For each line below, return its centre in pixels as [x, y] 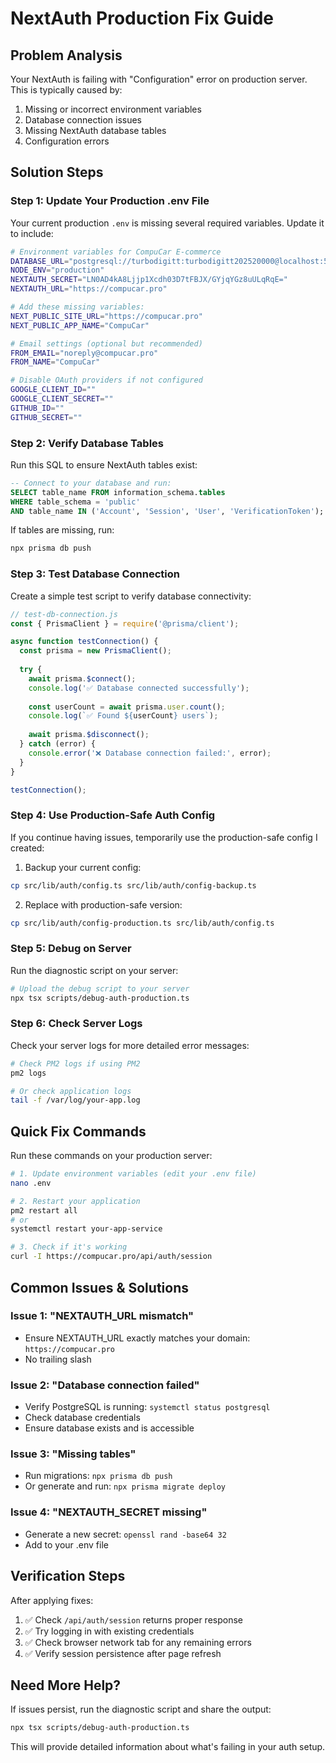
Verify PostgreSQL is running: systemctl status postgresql [147, 1407]
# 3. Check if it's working [69, 1247]
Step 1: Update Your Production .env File [110, 201]
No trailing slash [58, 1359]
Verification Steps [68, 1576]
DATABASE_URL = [40, 261]
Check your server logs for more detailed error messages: [130, 1045]
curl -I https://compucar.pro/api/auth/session [111, 1257]
